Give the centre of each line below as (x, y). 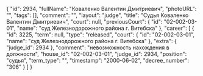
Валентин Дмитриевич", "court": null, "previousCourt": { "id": (84, 22)
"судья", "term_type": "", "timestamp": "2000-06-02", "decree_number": (98, 60)
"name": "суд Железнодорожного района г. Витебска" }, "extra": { (91, 41)
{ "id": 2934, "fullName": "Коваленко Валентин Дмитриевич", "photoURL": (101, 9)
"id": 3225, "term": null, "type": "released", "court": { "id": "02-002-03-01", (101, 35)
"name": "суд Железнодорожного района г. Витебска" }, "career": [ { (105, 28)
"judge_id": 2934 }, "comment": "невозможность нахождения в (88, 47)
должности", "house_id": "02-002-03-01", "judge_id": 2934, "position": (97, 54)
